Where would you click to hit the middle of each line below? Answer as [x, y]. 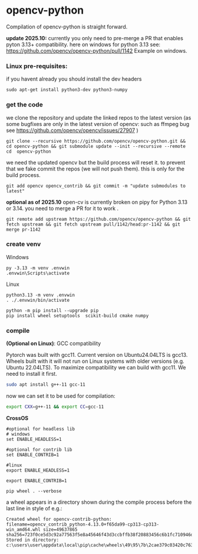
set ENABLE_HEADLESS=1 [34, 439]
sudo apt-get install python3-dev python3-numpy [67, 90]
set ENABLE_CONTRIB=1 [33, 455]
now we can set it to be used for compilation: [61, 396]
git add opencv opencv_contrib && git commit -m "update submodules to [96, 186]
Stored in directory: [33, 540]
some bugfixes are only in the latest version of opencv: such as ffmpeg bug [98, 124]
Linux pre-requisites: [37, 66]
